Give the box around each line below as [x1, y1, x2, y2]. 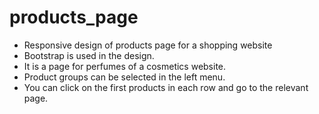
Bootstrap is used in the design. [23, 49, 155, 61]
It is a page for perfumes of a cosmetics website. [23, 60, 227, 72]
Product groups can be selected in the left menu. [23, 71, 226, 83]
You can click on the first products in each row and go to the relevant [23, 81, 309, 93]
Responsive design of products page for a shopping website [23, 39, 273, 51]
